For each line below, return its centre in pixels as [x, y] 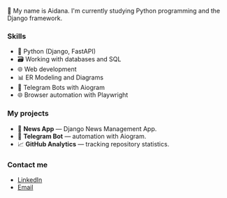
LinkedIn [30, 180]
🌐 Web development [47, 69]
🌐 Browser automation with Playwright [73, 95]
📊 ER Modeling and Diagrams [60, 77]
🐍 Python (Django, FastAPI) [57, 52]
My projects [28, 114]
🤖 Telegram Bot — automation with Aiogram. [82, 136]
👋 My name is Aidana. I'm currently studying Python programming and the [114, 11]
